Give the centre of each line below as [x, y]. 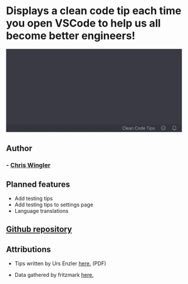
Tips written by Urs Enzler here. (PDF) [60, 263]
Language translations [41, 211]
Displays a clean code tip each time [94, 11]
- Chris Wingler [28, 165]
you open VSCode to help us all [83, 23]
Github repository [39, 230]
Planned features [38, 184]
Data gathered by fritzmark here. [54, 275]
